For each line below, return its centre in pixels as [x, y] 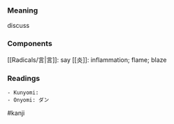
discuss [19, 26]
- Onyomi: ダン [28, 100]
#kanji [16, 113]
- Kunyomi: [23, 93]
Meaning [23, 10]
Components [30, 44]
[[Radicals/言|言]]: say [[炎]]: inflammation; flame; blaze [87, 60]
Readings [24, 78]
